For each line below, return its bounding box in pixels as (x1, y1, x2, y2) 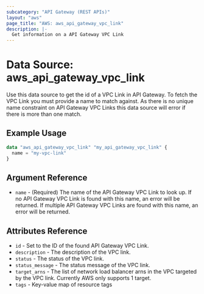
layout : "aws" (6, 15, 43, 21)
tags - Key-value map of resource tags (15, 281, 113, 289)
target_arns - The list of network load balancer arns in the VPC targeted (15, 268, 197, 275)
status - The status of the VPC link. (15, 255, 105, 262)
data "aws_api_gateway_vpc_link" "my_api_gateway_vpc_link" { (6, 144, 167, 150)
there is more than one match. (6, 110, 82, 118)
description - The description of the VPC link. (15, 248, 131, 256)
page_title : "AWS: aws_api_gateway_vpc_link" (6, 20, 124, 26)
